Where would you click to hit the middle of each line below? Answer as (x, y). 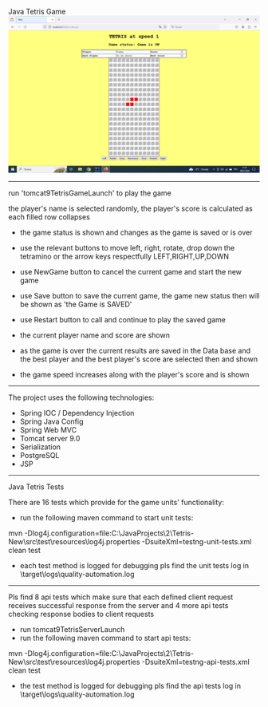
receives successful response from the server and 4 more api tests (118, 605)
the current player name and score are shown (95, 335)
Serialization (40, 447)
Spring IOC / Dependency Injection (77, 413)
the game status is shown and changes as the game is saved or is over (136, 232)
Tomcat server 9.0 (50, 438)
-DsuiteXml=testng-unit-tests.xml (197, 541)
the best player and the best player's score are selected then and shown (138, 359)
